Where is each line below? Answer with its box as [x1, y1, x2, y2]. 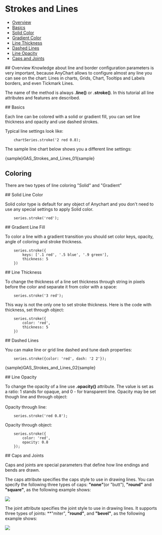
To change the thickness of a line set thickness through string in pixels [5, 279, 145, 284]
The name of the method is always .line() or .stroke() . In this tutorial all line [5, 90, 154, 95]
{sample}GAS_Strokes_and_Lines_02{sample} [5, 364, 96, 370]
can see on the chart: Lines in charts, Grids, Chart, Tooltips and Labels [5, 75, 145, 81]
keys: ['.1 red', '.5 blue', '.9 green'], [22, 252, 109, 257]
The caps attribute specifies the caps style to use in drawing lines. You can [5, 476, 154, 482]
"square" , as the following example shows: [5, 487, 91, 492]
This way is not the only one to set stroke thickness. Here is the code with [5, 301, 152, 307]
